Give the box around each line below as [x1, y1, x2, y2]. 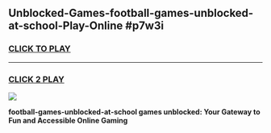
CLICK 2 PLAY [8, 73, 65, 85]
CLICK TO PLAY [8, 44, 71, 55]
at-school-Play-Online [8, 19, 123, 33]
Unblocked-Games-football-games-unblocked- [8, 6, 254, 20]
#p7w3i [124, 19, 164, 33]
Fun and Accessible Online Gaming [8, 115, 128, 125]
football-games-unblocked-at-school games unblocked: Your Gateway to [8, 106, 261, 116]
